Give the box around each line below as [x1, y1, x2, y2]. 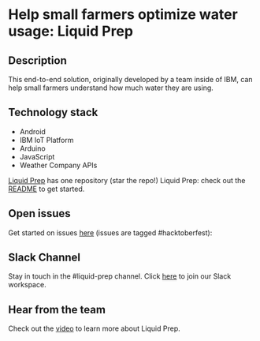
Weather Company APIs [19, 160, 98, 170]
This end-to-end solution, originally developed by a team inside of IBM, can [8, 75, 254, 84]
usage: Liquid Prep [8, 22, 134, 40]
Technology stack [8, 106, 98, 119]
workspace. [8, 280, 46, 290]
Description [8, 54, 67, 67]
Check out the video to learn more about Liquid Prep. [8, 324, 181, 333]
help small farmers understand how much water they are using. [8, 83, 214, 92]
